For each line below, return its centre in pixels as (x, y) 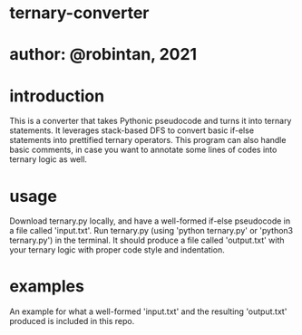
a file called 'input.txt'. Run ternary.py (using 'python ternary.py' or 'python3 (151, 231)
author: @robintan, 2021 (103, 55)
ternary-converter (79, 13)
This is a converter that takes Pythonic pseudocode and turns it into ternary (151, 121)
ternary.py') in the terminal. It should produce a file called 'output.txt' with (147, 240)
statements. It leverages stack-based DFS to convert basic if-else (132, 130)
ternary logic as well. (49, 159)
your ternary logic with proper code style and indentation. (117, 250)
